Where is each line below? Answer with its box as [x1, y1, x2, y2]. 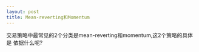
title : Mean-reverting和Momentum [6, 14, 90, 20]
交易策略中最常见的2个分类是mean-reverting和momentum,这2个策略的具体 [6, 31, 193, 39]
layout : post [6, 8, 39, 15]
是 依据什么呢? [6, 39, 43, 46]
